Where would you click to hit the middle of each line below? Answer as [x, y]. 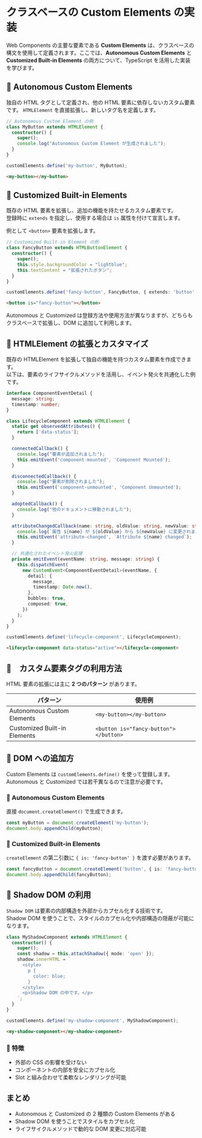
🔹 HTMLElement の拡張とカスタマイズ [77, 344]
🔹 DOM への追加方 [40, 759]
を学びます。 [22, 67]
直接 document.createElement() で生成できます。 [66, 812]
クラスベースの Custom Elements [89, 12]
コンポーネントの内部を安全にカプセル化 [65, 1069]
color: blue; [49, 976]
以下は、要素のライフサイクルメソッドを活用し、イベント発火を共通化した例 [101, 374]
